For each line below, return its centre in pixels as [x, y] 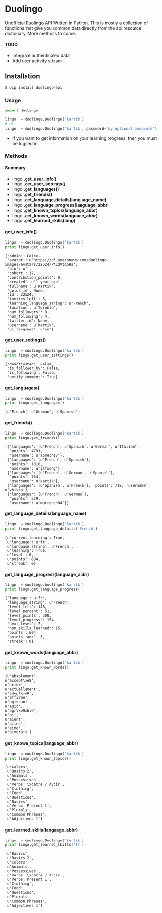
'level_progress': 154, [31, 620]
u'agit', [14, 706]
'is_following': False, [31, 373]
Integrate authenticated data [41, 56]
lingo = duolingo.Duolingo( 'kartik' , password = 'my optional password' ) [81, 128]
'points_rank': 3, [26, 637]
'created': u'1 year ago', [35, 282]
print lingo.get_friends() [33, 438]
